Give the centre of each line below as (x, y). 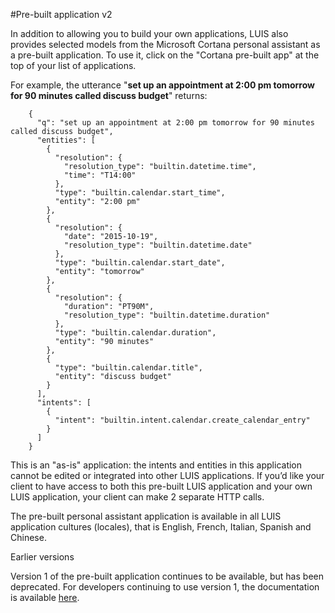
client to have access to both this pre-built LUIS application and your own (161, 486)
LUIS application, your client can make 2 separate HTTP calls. (137, 497)
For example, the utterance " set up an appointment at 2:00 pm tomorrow (162, 85)
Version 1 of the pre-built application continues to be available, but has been (167, 576)
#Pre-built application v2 (61, 14)
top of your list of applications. (73, 65)
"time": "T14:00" (100, 175)
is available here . (45, 597)
